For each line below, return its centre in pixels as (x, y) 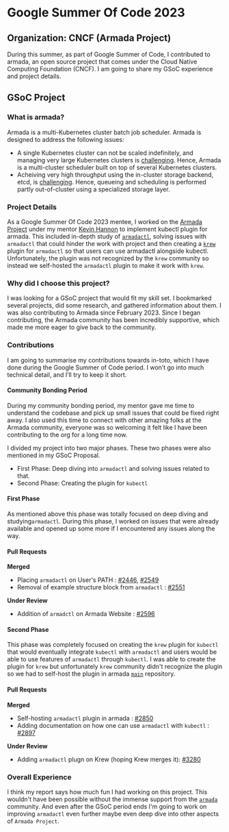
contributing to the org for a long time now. (67, 435)
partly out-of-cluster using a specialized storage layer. (93, 189)
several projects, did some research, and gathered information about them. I (114, 306)
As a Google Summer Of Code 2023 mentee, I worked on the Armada (105, 221)
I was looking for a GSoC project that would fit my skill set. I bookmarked (109, 298)
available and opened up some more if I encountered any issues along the (111, 528)
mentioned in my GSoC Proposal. (54, 455)
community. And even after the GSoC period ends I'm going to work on (107, 806)
